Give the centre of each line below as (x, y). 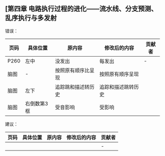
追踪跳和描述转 (72, 87)
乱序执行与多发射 (31, 18)
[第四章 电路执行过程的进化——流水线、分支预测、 (81, 9)
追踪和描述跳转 (117, 87)
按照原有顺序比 (72, 70)
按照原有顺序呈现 (119, 74)
